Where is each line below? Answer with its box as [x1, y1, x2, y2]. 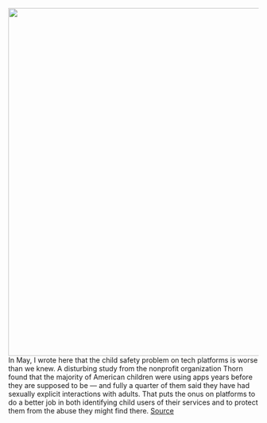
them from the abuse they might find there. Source [8, 406, 175, 415]
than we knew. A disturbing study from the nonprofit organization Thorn [8, 364, 244, 373]
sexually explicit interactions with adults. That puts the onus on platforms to [8, 390, 256, 398]
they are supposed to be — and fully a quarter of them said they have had [8, 381, 250, 390]
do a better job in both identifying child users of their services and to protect [8, 398, 258, 407]
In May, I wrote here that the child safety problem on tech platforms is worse [8, 355, 258, 365]
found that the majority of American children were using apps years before [8, 372, 253, 382]
